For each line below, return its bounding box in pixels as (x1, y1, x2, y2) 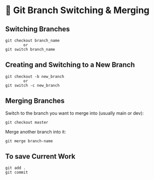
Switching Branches (5, 25, 70, 33)
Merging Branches (5, 97, 65, 105)
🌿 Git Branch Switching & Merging (5, 5, 150, 16)
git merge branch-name (5, 139, 53, 144)
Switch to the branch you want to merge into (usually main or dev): (5, 110, 144, 116)
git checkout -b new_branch (5, 74, 65, 79)
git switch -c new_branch (5, 83, 60, 88)
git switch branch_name (5, 47, 56, 52)
